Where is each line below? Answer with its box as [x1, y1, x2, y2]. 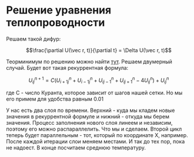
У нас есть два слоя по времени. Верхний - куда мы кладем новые [6, 107, 175, 114]
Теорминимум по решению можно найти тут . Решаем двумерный [6, 58, 172, 65]
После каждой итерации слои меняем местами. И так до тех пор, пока [6, 138, 185, 145]
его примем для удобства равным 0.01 [6, 95, 104, 103]
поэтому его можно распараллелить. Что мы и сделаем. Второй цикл [6, 125, 182, 132]
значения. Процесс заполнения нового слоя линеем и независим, [6, 120, 173, 127]
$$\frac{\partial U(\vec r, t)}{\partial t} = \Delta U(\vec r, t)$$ [26, 46, 172, 53]
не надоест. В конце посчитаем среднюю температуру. [6, 144, 146, 151]
